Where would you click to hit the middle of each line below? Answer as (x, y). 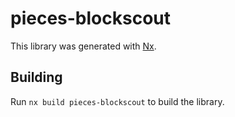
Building (36, 77)
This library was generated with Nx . (83, 46)
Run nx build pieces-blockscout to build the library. (117, 101)
